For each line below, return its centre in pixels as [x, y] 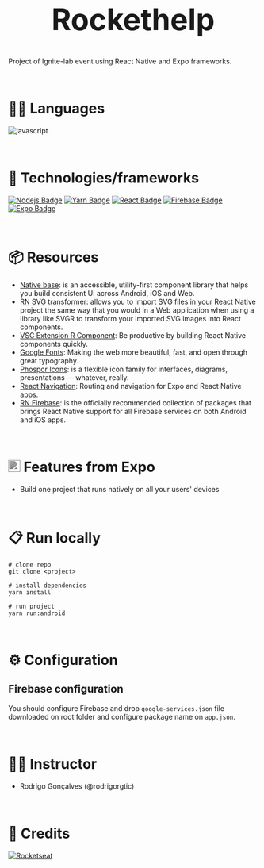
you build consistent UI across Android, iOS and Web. [107, 293]
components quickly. [54, 344]
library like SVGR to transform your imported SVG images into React [130, 319]
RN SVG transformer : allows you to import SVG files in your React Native [138, 301]
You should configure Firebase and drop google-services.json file [116, 708]
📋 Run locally [55, 538]
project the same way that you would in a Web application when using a [137, 310]
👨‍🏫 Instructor [53, 764]
